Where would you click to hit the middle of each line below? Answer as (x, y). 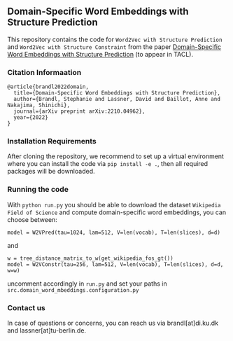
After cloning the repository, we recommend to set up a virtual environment (115, 156)
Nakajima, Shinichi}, (39, 105)
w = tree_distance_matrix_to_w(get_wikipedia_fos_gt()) (90, 258)
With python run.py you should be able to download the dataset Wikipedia (114, 204)
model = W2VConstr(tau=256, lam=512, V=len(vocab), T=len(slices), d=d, (115, 264)
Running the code (38, 190)
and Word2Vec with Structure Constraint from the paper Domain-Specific (114, 47)
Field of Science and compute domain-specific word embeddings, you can (116, 212)
